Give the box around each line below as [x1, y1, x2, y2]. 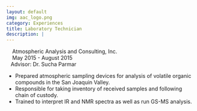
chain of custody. [14, 92, 58, 99]
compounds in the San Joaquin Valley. [14, 79, 110, 86]
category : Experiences [6, 20, 63, 26]
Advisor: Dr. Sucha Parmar [10, 61, 77, 68]
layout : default [6, 8, 47, 15]
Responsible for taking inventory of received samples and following [14, 85, 183, 92]
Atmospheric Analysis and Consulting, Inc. [11, 48, 117, 55]
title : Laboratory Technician [6, 25, 83, 32]
